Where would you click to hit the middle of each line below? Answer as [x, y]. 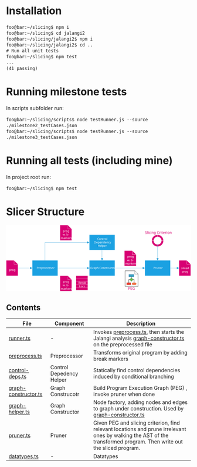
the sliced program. [117, 448]
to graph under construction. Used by [139, 409]
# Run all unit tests [33, 51]
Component [69, 323]
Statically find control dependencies [137, 370]
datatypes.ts [24, 456]
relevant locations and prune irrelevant [140, 429]
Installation [34, 11]
